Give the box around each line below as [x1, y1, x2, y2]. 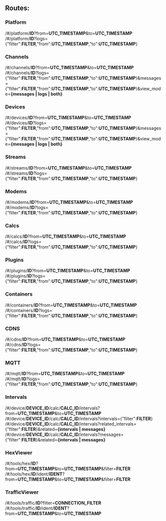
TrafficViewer [5, 489, 39, 496]
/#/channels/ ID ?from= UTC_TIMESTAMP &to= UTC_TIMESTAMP [5, 64, 134, 70]
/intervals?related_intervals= [78, 420, 137, 427]
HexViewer [5, 449, 33, 456]
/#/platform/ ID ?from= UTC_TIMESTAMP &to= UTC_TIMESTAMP [5, 30, 133, 36]
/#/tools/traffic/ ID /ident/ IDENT [5, 505, 67, 512]
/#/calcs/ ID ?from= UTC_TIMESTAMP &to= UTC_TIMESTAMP [5, 233, 126, 239]
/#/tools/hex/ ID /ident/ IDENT [5, 471, 63, 477]
